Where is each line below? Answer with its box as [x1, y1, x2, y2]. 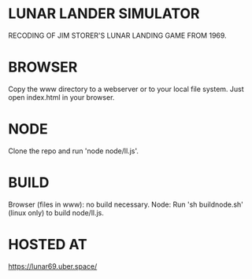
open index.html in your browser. [8, 92, 115, 102]
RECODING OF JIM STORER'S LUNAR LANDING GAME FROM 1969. [8, 31, 227, 40]
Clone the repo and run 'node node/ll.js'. [8, 146, 139, 156]
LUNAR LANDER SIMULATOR [8, 5, 200, 23]
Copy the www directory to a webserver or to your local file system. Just [8, 84, 244, 94]
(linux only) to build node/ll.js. [8, 207, 105, 217]
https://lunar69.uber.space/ [8, 261, 98, 271]
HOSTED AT [8, 235, 88, 253]
